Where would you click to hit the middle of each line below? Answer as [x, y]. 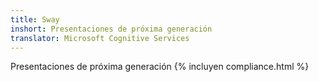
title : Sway [35, 19]
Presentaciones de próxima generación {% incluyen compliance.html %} [160, 67]
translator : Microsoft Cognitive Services [100, 38]
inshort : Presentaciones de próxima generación [111, 29]
